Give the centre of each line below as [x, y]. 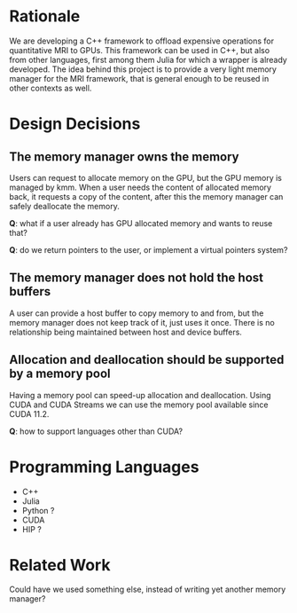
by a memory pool [60, 374]
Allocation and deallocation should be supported [147, 360]
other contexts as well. [51, 88]
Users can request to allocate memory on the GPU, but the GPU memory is [145, 177]
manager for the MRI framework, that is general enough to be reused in [139, 78]
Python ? [38, 510]
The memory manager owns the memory [124, 157]
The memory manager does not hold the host [137, 278]
